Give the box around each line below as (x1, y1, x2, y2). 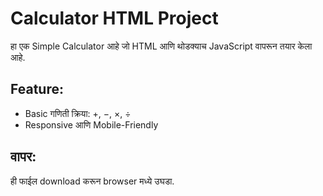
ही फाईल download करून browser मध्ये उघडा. (10, 175, 175, 187)
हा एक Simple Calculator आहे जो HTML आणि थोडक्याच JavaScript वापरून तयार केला (10, 40, 313, 52)
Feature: (10, 81, 64, 98)
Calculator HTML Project (10, 7, 219, 30)
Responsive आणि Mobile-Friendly (24, 118, 159, 131)
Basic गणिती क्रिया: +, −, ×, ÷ (24, 107, 132, 119)
